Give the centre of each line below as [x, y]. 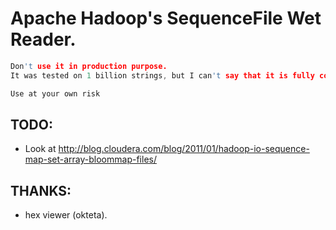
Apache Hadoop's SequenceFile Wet [166, 18]
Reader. [43, 39]
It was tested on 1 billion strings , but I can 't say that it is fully [162, 75]
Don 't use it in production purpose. [89, 66]
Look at [40, 149]
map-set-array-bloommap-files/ [90, 159]
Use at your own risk [55, 93]
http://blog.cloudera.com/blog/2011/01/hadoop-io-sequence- [184, 149]
